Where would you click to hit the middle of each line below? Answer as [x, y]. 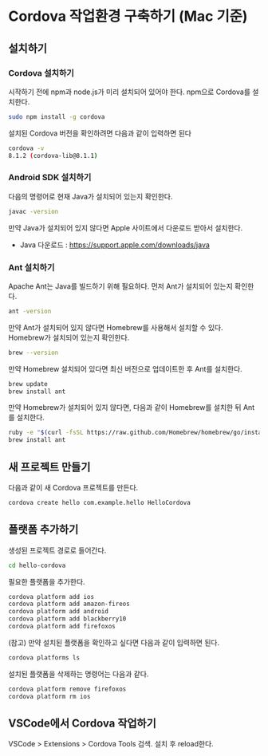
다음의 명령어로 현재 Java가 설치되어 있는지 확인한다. [91, 196]
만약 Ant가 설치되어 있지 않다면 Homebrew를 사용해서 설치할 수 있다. [116, 327]
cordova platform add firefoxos [62, 627]
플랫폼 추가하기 [43, 530]
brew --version [33, 352]
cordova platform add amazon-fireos [69, 604]
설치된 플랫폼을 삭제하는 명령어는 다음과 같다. [79, 674]
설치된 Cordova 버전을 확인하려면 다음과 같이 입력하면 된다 [100, 133]
